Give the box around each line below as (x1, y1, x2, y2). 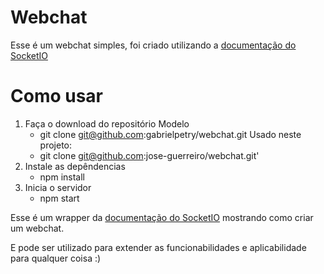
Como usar (10, 85, 104, 108)
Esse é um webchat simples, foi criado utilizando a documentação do (10, 39, 297, 51)
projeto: (39, 139, 73, 151)
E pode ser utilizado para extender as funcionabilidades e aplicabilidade (10, 241, 307, 253)
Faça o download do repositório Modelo (24, 117, 190, 130)
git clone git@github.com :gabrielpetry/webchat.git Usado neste (39, 128, 302, 140)
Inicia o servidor (24, 181, 92, 193)
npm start (39, 192, 80, 204)
